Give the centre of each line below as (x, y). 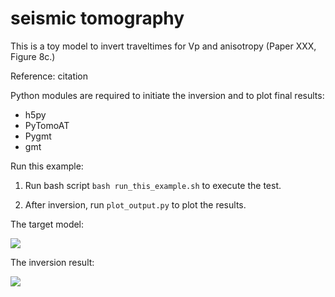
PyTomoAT (47, 125)
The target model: (47, 224)
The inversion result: (52, 262)
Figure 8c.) (33, 56)
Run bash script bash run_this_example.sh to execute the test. (153, 185)
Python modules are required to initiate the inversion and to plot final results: (167, 95)
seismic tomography (97, 18)
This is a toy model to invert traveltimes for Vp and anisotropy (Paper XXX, (163, 46)
